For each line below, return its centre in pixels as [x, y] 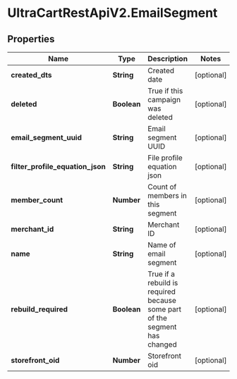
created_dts [31, 75]
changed [163, 344]
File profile [165, 158]
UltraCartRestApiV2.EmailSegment [113, 13]
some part [165, 309]
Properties [31, 39]
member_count [37, 200]
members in [167, 195]
